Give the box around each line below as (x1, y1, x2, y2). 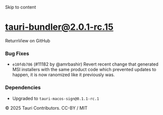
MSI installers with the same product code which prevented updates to (12, 67, 157, 73)
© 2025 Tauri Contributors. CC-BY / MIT (5, 105, 88, 111)
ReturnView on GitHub (5, 38, 50, 43)
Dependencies (5, 84, 41, 91)
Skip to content (5, 4, 36, 10)
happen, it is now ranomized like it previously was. (12, 72, 115, 78)
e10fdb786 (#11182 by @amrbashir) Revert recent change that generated (12, 61, 159, 67)
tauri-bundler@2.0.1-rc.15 (5, 22, 114, 33)
